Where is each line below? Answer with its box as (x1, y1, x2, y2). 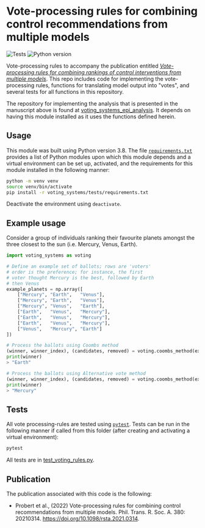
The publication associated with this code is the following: (6, 490, 153, 498)
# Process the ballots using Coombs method (6, 343, 119, 349)
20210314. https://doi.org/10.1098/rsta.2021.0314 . (15, 515, 140, 522)
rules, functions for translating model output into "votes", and (35, 81, 190, 89)
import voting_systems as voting (6, 252, 92, 259)
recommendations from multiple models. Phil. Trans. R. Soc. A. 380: (15, 508, 185, 516)
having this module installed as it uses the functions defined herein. (6, 113, 176, 120)
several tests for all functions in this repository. (6, 88, 124, 95)
